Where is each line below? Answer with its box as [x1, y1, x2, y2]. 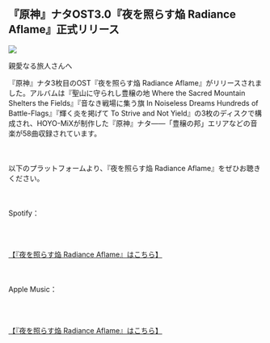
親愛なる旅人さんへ [8, 61, 73, 70]
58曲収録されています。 [22, 128, 102, 138]
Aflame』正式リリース [8, 23, 120, 36]
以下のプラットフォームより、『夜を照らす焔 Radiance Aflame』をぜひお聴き [8, 163, 261, 173]
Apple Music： [8, 284, 57, 294]
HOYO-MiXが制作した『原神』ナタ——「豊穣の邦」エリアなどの [36, 118, 251, 128]
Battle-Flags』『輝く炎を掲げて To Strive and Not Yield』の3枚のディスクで [8, 108, 255, 118]
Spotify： [8, 208, 40, 218]
